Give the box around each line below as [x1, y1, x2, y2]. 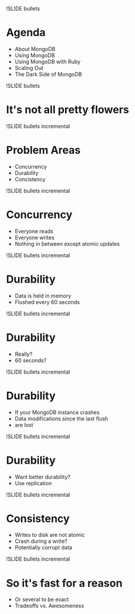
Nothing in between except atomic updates [14, 240, 120, 247]
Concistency [14, 175, 46, 183]
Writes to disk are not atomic [14, 531, 85, 539]
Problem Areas [6, 144, 81, 157]
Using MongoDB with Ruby [14, 58, 81, 65]
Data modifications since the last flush [14, 415, 108, 422]
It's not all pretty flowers [6, 103, 129, 116]
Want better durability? [14, 473, 71, 480]
